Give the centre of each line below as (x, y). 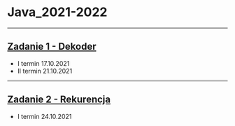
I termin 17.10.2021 (43, 63)
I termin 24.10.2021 (44, 116)
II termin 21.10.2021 (45, 71)
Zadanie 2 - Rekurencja (59, 100)
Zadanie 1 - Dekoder (52, 47)
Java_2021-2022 (57, 12)
